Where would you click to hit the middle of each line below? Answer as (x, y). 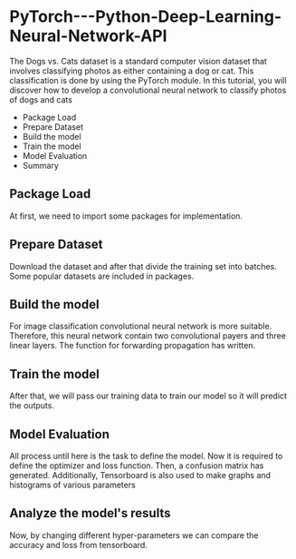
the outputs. (32, 406)
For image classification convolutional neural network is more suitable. (141, 326)
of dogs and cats (41, 99)
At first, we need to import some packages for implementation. (126, 216)
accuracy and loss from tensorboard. (78, 544)
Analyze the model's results (90, 513)
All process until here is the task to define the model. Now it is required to (146, 456)
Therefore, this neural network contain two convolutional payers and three (148, 336)
